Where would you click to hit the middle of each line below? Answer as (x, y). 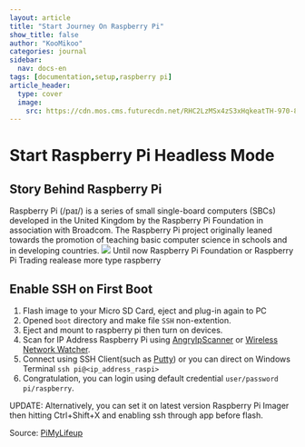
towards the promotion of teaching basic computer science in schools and (148, 240)
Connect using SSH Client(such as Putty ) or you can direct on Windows (156, 359)
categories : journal (49, 52)
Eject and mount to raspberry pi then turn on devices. (123, 330)
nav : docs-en (42, 69)
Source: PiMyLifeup (46, 433)
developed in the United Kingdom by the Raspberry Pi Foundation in (136, 221)
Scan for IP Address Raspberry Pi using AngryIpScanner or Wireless (150, 340)
